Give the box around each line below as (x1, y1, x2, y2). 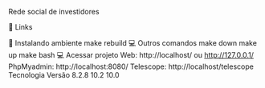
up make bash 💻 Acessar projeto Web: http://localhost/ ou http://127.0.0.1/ (8, 50, 255, 59)
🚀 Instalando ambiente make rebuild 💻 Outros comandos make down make (8, 38, 257, 47)
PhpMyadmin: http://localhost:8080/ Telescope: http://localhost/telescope (8, 62, 255, 71)
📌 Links (8, 22, 33, 31)
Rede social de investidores (8, 7, 100, 16)
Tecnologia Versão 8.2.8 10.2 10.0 (8, 70, 120, 79)
